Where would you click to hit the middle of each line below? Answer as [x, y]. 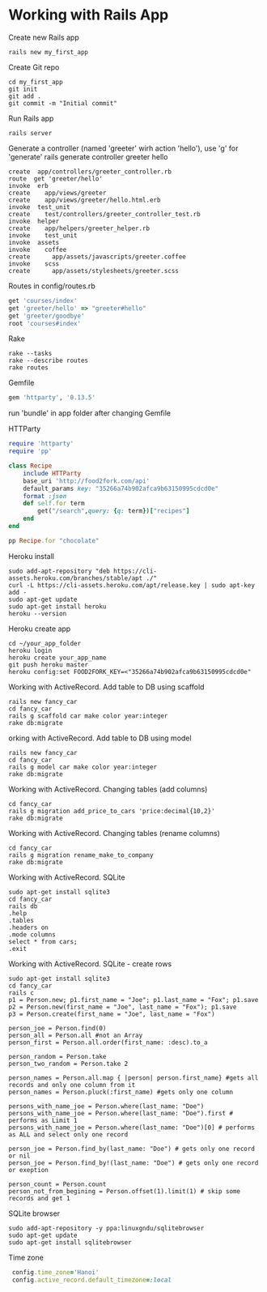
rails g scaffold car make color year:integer [88, 716]
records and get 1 [39, 1198]
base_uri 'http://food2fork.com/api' [87, 481]
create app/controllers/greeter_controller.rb [90, 172]
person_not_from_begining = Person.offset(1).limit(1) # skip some [125, 1191]
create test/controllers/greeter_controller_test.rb [104, 214]
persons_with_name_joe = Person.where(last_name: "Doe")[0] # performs [131, 1128]
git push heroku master [49, 665]
